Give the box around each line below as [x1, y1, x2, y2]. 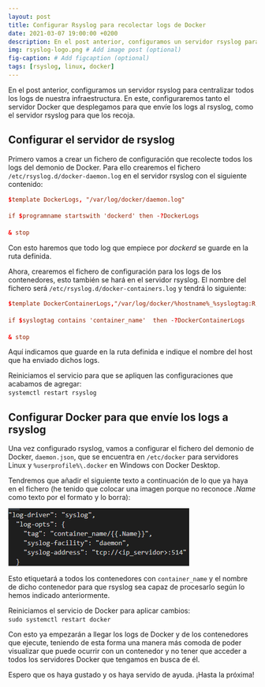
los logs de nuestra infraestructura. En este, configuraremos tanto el [8, 93, 230, 103]
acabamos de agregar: [8, 379, 82, 389]
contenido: [8, 179, 43, 189]
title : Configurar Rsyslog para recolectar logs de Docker [8, 21, 207, 29]
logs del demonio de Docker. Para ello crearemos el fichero [8, 162, 201, 172]
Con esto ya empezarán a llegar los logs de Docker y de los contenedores [8, 629, 248, 639]
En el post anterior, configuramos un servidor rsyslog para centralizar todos [8, 85, 255, 95]
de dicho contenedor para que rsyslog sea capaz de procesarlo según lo [8, 582, 245, 592]
